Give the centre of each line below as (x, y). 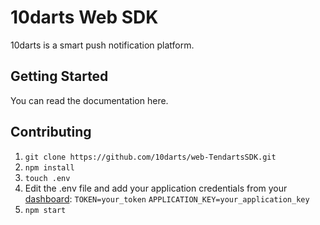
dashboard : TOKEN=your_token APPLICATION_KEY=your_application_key (167, 198)
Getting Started (59, 76)
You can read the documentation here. (89, 100)
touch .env (47, 178)
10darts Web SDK (84, 17)
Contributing (51, 132)
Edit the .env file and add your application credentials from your (156, 188)
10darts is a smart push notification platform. (102, 45)
